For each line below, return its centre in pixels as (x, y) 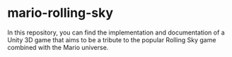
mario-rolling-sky (60, 13)
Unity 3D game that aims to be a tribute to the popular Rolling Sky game (112, 39)
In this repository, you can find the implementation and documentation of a (116, 32)
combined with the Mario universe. (58, 47)
